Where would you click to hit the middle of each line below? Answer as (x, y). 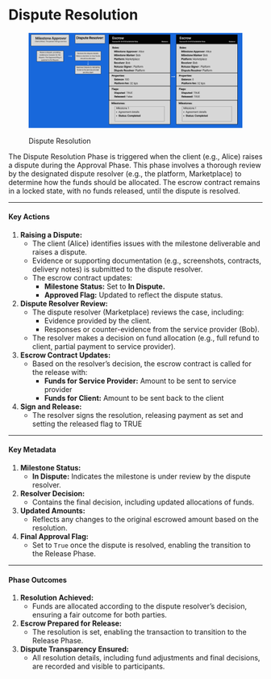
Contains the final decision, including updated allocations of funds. (143, 502)
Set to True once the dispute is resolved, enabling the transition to (142, 545)
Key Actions (29, 217)
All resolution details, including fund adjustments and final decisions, (146, 658)
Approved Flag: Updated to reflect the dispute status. (133, 295)
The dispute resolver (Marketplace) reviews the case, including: (138, 312)
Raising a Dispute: (51, 234)
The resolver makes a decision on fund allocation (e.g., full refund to (146, 338)
